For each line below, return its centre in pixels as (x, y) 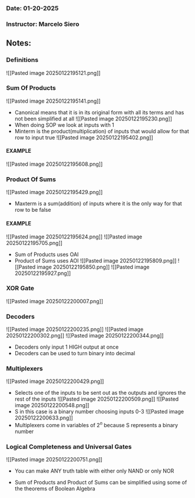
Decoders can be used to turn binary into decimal (75, 353)
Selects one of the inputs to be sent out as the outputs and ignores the (100, 393)
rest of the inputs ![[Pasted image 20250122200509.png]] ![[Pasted (97, 399)
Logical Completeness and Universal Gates (69, 447)
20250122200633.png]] (44, 418)
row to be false (33, 210)
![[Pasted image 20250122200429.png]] (55, 381)
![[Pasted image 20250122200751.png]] (54, 460)
